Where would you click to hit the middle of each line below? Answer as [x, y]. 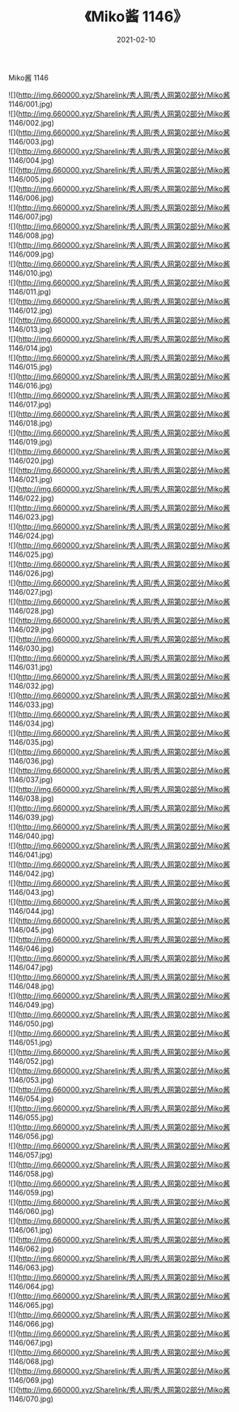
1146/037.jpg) [31, 779]
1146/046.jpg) [31, 948]
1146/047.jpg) [31, 967]
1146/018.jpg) [30, 423]
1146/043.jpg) [32, 892]
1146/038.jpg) [31, 798]
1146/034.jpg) [31, 723]
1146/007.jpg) [31, 217]
